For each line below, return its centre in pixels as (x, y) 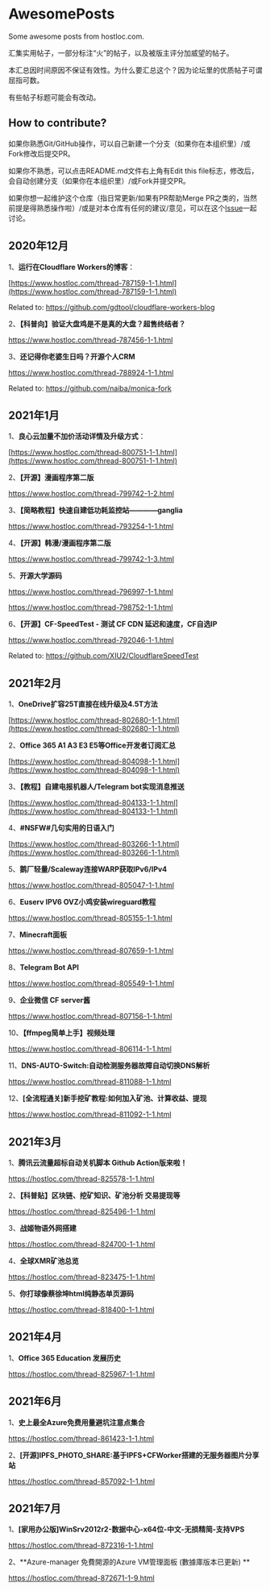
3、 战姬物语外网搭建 (42, 1228)
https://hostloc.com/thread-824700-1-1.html (82, 1244)
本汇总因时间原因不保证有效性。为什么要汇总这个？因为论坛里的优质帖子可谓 (135, 70)
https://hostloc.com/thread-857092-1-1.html (82, 1481)
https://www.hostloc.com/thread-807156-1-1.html (90, 1017)
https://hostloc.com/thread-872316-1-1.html (81, 1545)
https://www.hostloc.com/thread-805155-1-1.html (91, 918)
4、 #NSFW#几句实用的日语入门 (61, 828)
